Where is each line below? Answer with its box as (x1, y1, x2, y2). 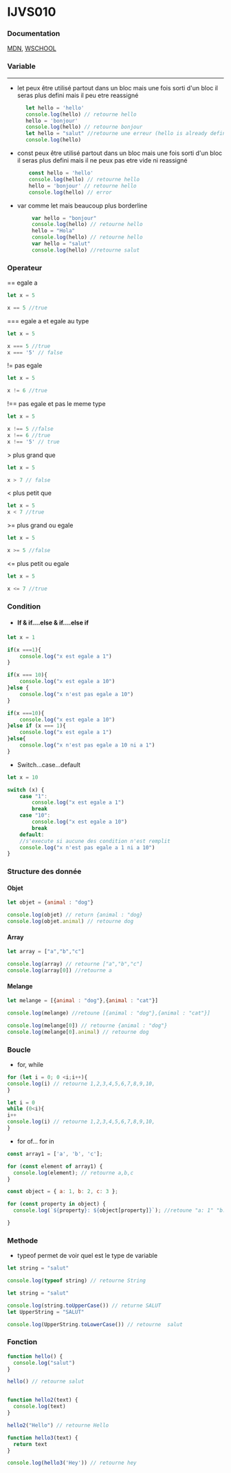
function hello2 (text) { (7, 1396, 78, 1403)
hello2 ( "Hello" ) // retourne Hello (7, 1421, 109, 1429)
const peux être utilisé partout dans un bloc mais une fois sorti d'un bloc (16, 149, 223, 157)
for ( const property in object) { (7, 1201, 107, 1208)
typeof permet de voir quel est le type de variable (16, 1252, 158, 1260)
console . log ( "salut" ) (13, 1359, 76, 1366)
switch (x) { (7, 786, 45, 793)
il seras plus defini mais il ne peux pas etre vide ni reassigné (16, 156, 188, 165)
